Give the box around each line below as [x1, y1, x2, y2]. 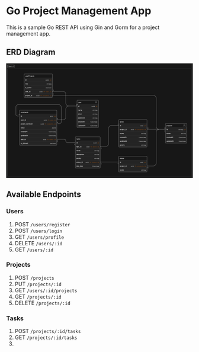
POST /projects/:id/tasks [14, 328, 81, 335]
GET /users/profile [14, 233, 64, 241]
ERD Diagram [6, 47, 56, 57]
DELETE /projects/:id [14, 299, 71, 306]
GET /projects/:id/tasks [14, 334, 78, 341]
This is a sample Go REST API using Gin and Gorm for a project [6, 24, 160, 31]
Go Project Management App [6, 4, 152, 18]
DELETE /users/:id [14, 239, 63, 247]
